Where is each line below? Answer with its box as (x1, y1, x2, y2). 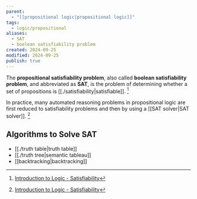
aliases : (6, 31, 28, 37)
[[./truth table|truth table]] (14, 145, 77, 152)
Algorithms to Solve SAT (6, 130, 97, 140)
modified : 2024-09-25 (6, 52, 59, 58)
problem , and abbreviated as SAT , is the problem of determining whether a (6, 80, 188, 87)
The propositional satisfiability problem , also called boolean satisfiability (6, 74, 187, 81)
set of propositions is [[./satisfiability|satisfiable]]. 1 (6, 87, 129, 95)
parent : (6, 8, 25, 15)
